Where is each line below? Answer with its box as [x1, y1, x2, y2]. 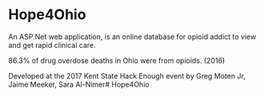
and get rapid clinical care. [8, 40, 96, 49]
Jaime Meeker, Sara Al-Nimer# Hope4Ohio [8, 80, 150, 89]
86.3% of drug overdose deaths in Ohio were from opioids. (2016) [8, 56, 226, 65]
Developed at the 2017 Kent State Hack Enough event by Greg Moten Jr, [8, 71, 246, 80]
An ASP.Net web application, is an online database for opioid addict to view [8, 32, 257, 41]
